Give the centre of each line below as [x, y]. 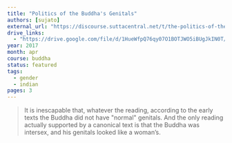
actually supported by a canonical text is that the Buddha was [112, 125]
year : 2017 [23, 46]
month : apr [23, 53]
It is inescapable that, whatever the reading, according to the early [118, 111]
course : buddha [29, 59]
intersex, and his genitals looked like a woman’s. [92, 133]
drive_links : [26, 33]
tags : [15, 71]
